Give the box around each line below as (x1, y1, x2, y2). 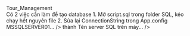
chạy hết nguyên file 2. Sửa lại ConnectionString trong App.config (6, 17, 168, 24)
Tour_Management (6, 5, 52, 11)
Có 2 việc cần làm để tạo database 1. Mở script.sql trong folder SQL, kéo (6, 11, 184, 18)
